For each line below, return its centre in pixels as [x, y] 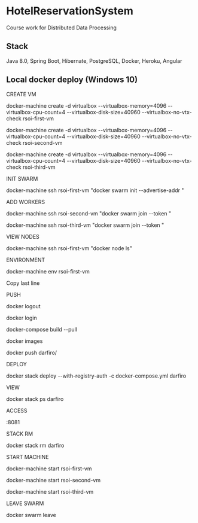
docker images [25, 341]
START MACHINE [28, 457]
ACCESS [17, 411]
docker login [22, 318]
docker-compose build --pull [42, 329]
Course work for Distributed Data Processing [61, 28]
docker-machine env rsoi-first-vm [48, 271]
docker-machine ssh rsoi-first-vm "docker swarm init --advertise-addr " [95, 190]
